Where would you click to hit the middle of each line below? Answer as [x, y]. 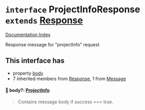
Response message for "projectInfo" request [53, 44]
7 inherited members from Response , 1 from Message [69, 79]
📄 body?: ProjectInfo [28, 90]
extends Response [44, 20]
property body [28, 73]
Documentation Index [28, 34]
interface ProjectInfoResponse [73, 10]
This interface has [35, 61]
